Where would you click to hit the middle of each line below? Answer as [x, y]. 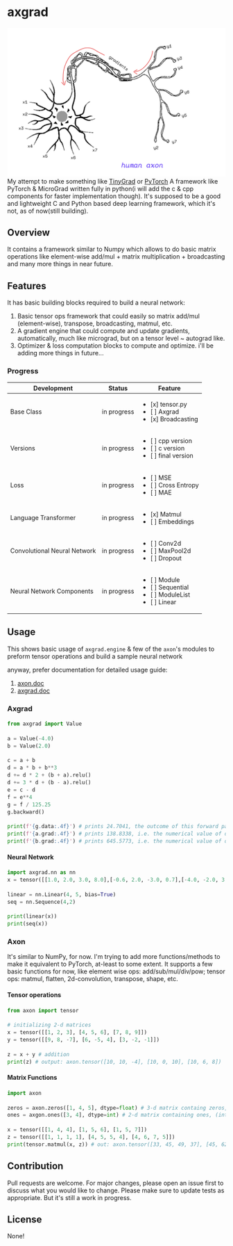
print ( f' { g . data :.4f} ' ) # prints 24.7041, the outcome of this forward [113, 827]
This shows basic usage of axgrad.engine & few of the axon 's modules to [111, 649]
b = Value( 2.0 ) [29, 746]
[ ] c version [167, 448]
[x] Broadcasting [174, 419]
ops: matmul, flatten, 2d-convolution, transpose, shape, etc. [93, 979]
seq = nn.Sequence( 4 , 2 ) [42, 902]
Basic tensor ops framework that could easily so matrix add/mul [108, 316]
